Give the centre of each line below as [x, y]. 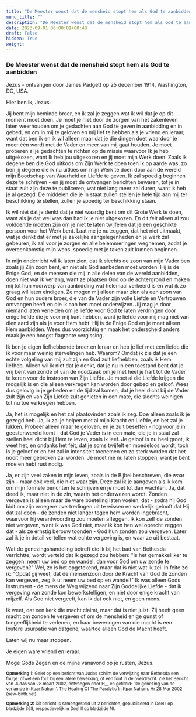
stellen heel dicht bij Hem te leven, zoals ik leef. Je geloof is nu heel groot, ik [98, 439]
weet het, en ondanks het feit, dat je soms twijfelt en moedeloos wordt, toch [97, 445]
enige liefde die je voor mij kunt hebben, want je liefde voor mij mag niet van [98, 317]
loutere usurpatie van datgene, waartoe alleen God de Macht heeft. [87, 629]
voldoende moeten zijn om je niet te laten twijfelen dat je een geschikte [91, 225]
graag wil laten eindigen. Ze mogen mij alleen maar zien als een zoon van [94, 292]
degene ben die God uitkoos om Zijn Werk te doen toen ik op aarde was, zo [97, 163]
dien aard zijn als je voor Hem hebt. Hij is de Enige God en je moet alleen [93, 323]
